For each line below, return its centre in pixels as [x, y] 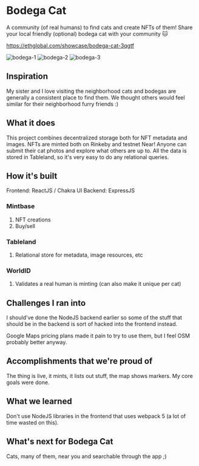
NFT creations [33, 220]
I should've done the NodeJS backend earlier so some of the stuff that [94, 318]
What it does [31, 123]
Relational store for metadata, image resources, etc [79, 255]
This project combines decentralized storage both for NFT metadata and [97, 138]
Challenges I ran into [46, 303]
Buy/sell [25, 226]
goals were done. [28, 382]
